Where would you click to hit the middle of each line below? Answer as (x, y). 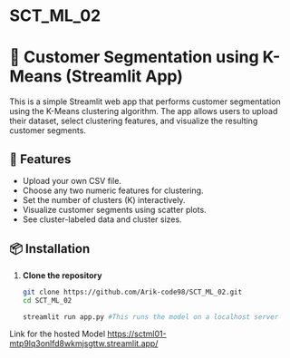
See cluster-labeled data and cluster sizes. (102, 219)
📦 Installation (50, 249)
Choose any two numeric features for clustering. (113, 190)
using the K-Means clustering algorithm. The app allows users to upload (144, 111)
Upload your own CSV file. (72, 180)
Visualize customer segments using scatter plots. (114, 209)
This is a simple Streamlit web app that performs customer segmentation (145, 102)
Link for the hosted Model (58, 334)
